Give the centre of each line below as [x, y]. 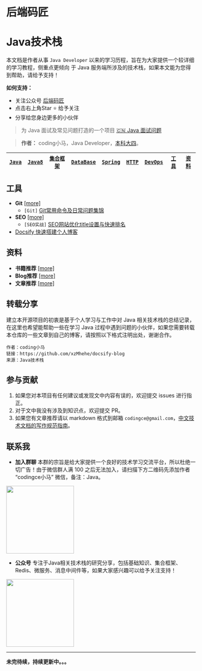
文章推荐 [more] [35, 283]
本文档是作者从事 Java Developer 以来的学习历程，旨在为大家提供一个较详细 [100, 60]
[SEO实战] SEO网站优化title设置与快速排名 [75, 224]
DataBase [84, 162]
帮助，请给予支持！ [35, 75]
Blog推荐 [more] [35, 276]
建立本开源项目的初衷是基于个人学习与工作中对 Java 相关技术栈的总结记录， [101, 320]
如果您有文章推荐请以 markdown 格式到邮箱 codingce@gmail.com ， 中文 [102, 418]
